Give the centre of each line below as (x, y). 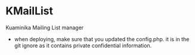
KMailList (30, 11)
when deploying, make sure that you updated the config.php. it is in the (102, 39)
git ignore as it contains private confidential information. (83, 45)
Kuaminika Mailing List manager (45, 27)
